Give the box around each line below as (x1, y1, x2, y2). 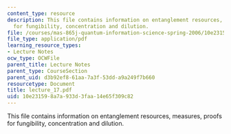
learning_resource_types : (7, 42, 81, 49)
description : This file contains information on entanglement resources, (7, 16, 223, 23)
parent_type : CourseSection (7, 67, 88, 74)
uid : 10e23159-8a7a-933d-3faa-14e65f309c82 (7, 93, 134, 100)
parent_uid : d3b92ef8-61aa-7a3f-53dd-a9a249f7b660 (7, 74, 155, 81)
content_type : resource (7, 10, 76, 17)
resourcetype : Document (7, 80, 76, 87)
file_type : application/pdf (7, 36, 88, 43)
